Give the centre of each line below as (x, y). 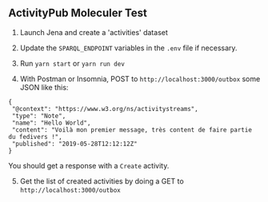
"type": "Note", (39, 116)
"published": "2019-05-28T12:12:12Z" (74, 144)
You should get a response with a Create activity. (89, 165)
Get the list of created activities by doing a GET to (102, 181)
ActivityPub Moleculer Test (78, 13)
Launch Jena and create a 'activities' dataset (94, 32)
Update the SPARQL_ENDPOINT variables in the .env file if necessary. (128, 48)
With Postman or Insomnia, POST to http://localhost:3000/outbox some (140, 78)
